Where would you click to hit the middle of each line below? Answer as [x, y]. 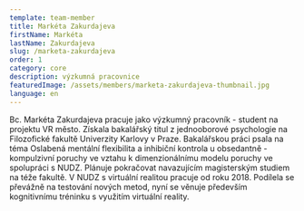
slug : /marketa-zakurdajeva [63, 52]
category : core [38, 69]
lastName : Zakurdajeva [52, 43]
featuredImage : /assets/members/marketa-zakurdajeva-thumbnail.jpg [140, 85]
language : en [34, 93]
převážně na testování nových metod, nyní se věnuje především [128, 187]
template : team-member [52, 18]
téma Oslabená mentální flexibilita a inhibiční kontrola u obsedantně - [138, 148]
